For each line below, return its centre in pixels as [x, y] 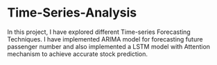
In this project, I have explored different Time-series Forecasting [99, 32]
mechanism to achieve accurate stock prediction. [77, 54]
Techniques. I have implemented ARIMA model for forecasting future [105, 39]
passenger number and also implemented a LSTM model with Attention [108, 46]
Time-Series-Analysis [72, 13]
